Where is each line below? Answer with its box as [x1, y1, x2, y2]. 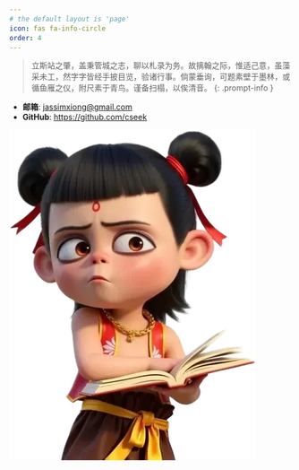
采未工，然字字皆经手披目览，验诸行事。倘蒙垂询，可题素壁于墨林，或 [30, 72, 291, 83]
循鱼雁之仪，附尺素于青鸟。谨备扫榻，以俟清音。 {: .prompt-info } [30, 83, 275, 93]
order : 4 [9, 33, 42, 42]
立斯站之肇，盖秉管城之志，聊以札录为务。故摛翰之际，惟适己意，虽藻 [30, 60, 291, 71]
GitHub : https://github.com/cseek [21, 112, 148, 123]
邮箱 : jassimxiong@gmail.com [21, 101, 132, 112]
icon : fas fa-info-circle [9, 23, 106, 33]
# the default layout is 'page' [9, 14, 130, 23]
